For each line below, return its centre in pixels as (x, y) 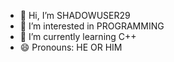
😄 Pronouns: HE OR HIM (71, 47)
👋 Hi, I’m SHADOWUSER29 (75, 15)
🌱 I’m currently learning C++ (78, 36)
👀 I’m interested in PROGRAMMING (92, 26)
